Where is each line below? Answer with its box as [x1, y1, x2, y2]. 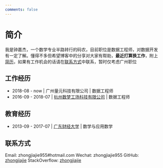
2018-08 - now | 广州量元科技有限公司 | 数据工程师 [12, 88, 114, 94]
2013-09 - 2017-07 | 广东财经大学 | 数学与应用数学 [12, 123, 113, 129]
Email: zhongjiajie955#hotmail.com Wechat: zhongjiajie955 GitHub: [5, 152, 139, 158]
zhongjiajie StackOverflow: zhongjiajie [5, 157, 81, 163]
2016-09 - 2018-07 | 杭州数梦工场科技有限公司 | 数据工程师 [12, 94, 130, 100]
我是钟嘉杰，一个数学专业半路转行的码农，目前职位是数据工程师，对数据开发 [5, 47, 158, 52]
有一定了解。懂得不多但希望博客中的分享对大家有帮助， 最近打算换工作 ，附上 [5, 52, 158, 58]
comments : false [5, 7, 38, 12]
